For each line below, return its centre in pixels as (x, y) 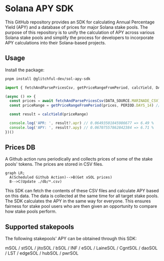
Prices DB (20, 148)
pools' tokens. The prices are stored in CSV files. (54, 164)
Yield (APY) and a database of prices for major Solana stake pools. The (76, 27)
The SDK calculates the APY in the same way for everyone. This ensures (78, 201)
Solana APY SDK (40, 9)
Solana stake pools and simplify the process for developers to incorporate (79, 38)
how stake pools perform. (31, 211)
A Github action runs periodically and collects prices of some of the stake (79, 159)
